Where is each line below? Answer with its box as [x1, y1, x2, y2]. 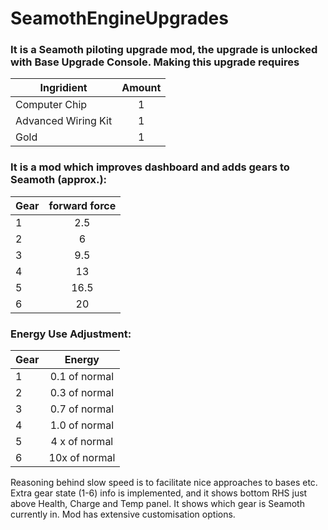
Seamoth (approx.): [10, 173, 108, 187]
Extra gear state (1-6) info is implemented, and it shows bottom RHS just [10, 487, 308, 499]
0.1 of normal [49, 370, 115, 384]
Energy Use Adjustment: [10, 327, 132, 341]
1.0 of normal [49, 418, 115, 432]
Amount [121, 81, 162, 95]
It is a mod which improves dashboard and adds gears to [10, 160, 290, 174]
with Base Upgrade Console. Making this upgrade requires [10, 55, 300, 69]
